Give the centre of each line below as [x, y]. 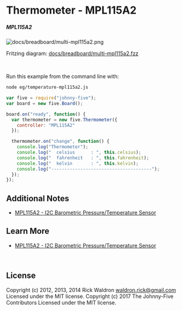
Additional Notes [38, 198]
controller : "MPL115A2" [46, 125]
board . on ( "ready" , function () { [46, 114]
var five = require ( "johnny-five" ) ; [51, 98]
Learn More [28, 231]
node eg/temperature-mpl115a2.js [47, 87]
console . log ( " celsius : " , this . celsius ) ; [79, 153]
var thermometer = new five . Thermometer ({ [64, 120]
